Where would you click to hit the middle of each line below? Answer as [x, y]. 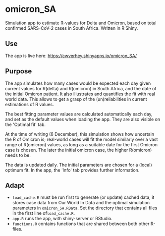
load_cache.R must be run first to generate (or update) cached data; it [83, 197]
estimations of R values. [29, 104]
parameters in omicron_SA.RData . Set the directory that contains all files [85, 208]
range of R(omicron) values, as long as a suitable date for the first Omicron [81, 144]
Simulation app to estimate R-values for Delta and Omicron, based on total [81, 23]
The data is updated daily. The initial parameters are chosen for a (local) [79, 165]
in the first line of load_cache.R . [44, 213]
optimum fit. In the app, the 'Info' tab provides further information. [72, 170]
